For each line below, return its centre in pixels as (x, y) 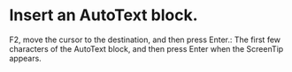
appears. (25, 58)
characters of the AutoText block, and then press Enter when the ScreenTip (146, 48)
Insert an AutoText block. (104, 15)
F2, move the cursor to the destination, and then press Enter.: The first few (145, 40)
